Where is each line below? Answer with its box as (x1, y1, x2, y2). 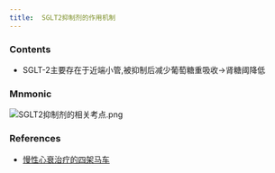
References (9, 132, 61, 145)
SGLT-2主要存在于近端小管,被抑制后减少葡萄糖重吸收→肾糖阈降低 (22, 64, 266, 75)
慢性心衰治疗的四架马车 (22, 154, 110, 165)
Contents (9, 42, 51, 55)
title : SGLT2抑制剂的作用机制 (9, 13, 116, 23)
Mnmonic (9, 87, 52, 100)
